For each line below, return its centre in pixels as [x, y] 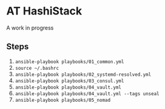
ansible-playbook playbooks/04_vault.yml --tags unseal [87, 94]
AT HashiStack [44, 11]
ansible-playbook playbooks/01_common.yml [69, 61]
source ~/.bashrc [37, 68]
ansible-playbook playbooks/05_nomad [63, 100]
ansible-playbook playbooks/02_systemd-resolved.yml [83, 74]
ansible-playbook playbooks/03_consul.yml [69, 81]
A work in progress [30, 28]
